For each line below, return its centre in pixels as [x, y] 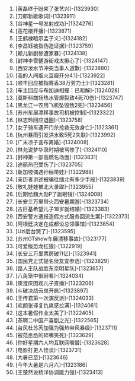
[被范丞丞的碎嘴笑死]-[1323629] [54, 335]
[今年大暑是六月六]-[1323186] [51, 365]
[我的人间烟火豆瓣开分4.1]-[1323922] [60, 75]
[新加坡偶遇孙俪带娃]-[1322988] [54, 172]
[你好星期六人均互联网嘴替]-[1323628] [62, 342]
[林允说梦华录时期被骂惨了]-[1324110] [61, 150]
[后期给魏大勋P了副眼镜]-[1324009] [59, 194]
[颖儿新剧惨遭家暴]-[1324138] [51, 53]
